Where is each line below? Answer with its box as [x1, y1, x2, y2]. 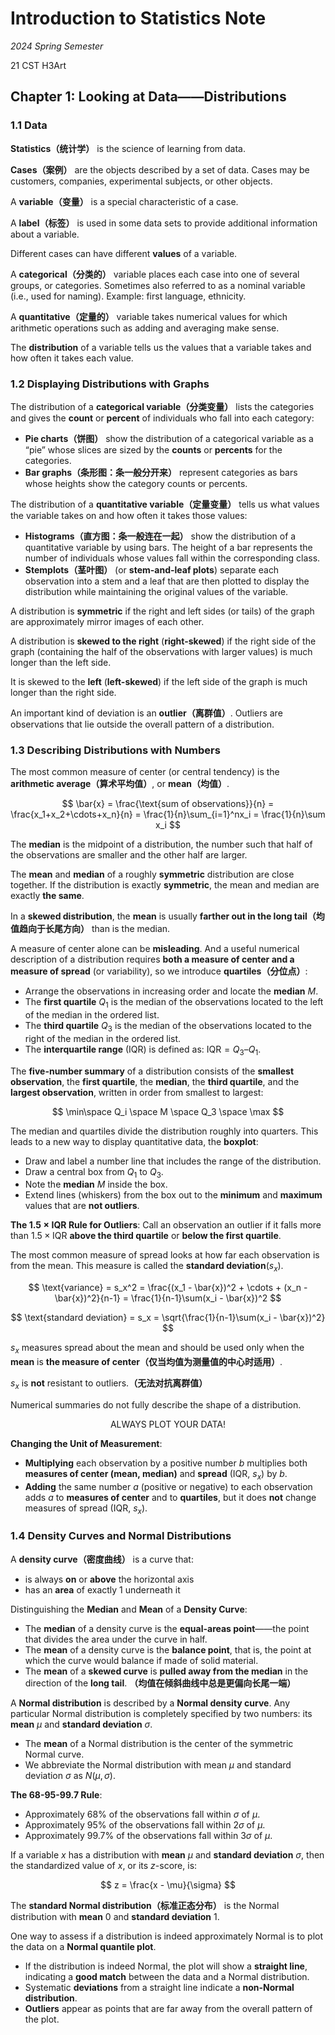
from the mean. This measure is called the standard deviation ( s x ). [10, 1260, 284, 1274]
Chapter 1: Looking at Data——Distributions [10, 88, 287, 106]
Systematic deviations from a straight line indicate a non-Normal [24, 1981, 295, 1993]
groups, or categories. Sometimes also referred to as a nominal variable [10, 279, 306, 291]
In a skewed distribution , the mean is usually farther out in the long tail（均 [10, 910, 325, 922]
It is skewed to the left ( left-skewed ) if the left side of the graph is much [10, 675, 308, 687]
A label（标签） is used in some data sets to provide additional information [10, 217, 318, 229]
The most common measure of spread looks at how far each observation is [10, 1249, 320, 1261]
